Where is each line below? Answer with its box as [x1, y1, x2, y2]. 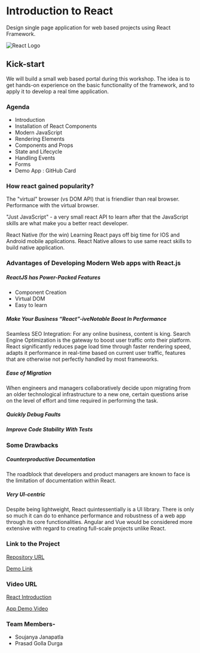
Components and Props [14, 142, 73, 149]
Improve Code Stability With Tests [6, 426, 93, 433]
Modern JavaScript [14, 129, 63, 136]
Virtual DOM [14, 295, 45, 302]
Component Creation [14, 289, 67, 296]
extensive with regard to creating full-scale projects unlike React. [6, 525, 166, 532]
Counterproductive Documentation [6, 456, 96, 463]
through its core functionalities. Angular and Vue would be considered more [6, 519, 193, 526]
